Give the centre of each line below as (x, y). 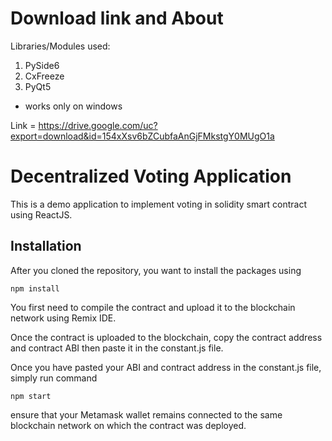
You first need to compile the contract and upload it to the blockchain (153, 307)
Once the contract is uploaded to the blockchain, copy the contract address (166, 337)
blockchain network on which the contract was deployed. (128, 425)
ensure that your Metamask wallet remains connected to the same (146, 414)
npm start (31, 396)
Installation (46, 246)
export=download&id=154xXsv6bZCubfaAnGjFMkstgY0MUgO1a (142, 136)
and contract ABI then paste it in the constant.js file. (117, 348)
